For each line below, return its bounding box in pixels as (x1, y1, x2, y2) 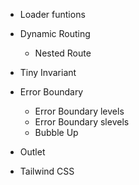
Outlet (19, 146, 46, 158)
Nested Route (34, 47, 92, 59)
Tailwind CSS (19, 165, 75, 177)
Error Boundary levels (34, 105, 125, 117)
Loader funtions (19, 9, 86, 20)
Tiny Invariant (19, 67, 77, 78)
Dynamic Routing (19, 28, 91, 39)
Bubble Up (34, 127, 79, 138)
